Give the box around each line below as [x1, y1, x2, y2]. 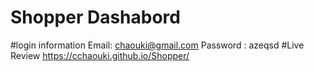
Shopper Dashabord [10, 6, 181, 29]
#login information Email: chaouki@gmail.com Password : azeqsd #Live [10, 39, 305, 51]
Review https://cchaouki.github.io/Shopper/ [10, 49, 190, 61]
